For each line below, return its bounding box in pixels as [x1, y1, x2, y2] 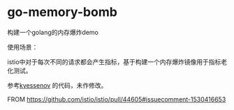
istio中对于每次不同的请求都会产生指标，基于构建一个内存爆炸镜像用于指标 [7, 57, 221, 66]
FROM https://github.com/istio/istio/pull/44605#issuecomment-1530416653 [7, 95, 226, 103]
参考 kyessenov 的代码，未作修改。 [7, 81, 108, 89]
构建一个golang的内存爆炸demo [7, 28, 99, 36]
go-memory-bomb [7, 4, 117, 20]
